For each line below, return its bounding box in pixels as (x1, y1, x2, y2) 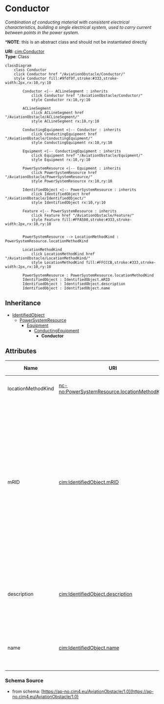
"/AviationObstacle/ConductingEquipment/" (5, 136, 93, 141)
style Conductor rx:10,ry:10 (31, 97, 91, 102)
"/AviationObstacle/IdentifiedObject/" (5, 196, 86, 201)
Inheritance (5, 299, 41, 307)
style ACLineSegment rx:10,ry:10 (31, 118, 99, 124)
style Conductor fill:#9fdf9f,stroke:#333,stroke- (14, 76, 119, 81)
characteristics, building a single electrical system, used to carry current (5, 24, 151, 30)
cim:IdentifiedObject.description (58, 590, 133, 597)
